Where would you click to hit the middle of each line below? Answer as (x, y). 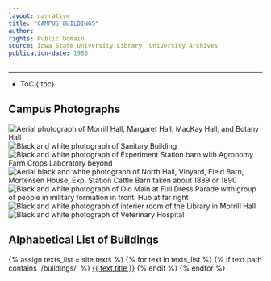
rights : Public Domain (46, 38)
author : (21, 31)
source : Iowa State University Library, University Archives (113, 46)
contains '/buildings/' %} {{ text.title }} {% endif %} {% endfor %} (117, 268)
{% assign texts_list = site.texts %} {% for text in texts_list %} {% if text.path (135, 259)
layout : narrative (39, 16)
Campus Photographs (65, 109)
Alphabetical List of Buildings (83, 240)
